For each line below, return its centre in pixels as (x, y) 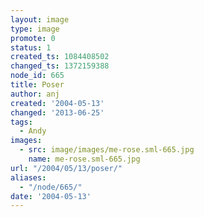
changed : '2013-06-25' (57, 112)
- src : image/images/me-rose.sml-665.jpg (107, 150)
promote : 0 (33, 38)
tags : (21, 122)
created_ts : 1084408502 (60, 57)
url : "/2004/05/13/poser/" (66, 168)
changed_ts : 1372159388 (60, 66)
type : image (35, 29)
